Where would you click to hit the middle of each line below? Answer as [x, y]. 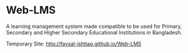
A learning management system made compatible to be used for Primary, [94, 26]
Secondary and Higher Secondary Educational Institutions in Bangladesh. [94, 32]
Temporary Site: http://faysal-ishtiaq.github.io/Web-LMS [74, 44]
